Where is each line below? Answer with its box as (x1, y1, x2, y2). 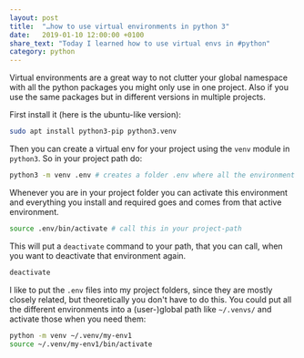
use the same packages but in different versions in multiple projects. (9, 92, 267, 103)
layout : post (9, 13, 59, 23)
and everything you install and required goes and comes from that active (9, 197, 282, 208)
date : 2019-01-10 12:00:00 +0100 (9, 30, 145, 39)
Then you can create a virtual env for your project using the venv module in (9, 143, 290, 154)
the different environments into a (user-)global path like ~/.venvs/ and (9, 303, 272, 314)
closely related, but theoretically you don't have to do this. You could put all (9, 293, 292, 305)
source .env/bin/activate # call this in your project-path (9, 224, 243, 233)
